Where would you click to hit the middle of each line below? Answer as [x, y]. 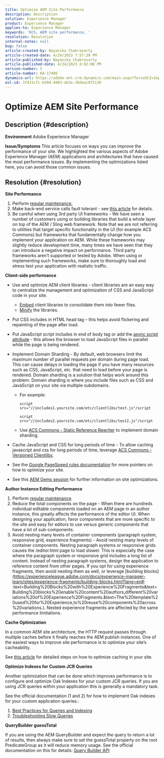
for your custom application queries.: [42, 701]
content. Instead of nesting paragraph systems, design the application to [85, 561]
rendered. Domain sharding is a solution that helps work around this [80, 375]
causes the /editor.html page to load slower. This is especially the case [83, 550]
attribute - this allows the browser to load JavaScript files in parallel [80, 340]
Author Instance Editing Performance [44, 489]
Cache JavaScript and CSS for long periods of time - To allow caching [83, 445]
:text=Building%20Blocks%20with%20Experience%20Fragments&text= [85, 587]
